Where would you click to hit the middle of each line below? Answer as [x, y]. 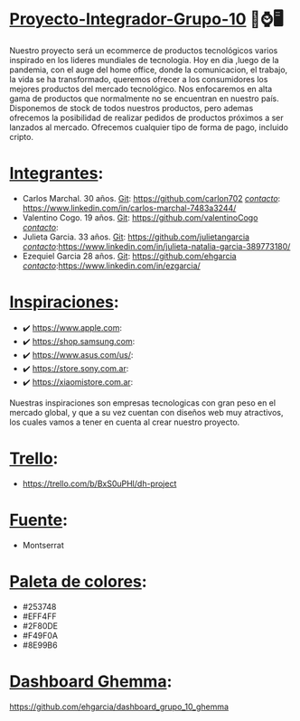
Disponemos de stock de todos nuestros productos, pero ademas [131, 108]
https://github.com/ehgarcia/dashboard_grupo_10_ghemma [119, 707]
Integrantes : [56, 173]
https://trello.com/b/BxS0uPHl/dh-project [99, 483]
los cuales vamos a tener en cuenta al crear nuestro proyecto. [125, 422]
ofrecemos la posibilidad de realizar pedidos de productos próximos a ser [147, 117]
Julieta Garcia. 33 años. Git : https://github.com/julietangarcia [136, 237]
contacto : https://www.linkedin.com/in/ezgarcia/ [111, 266]
